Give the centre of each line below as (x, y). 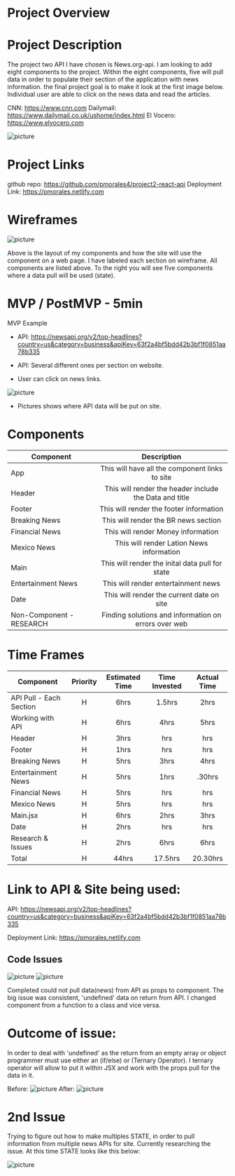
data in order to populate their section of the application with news (103, 79)
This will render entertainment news (161, 583)
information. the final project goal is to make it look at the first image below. (116, 87)
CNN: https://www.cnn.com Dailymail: (62, 108)
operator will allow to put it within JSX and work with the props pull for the (114, 1067)
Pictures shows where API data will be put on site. (89, 406)
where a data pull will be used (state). (61, 275)
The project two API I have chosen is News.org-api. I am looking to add (109, 65)
